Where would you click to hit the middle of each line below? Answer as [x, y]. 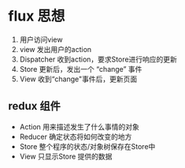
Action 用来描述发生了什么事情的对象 [80, 126]
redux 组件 [35, 106]
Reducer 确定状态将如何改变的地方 [76, 136]
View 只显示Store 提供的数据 [66, 156]
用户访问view [41, 39]
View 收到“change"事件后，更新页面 [78, 79]
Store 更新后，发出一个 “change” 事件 [81, 69]
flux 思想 [37, 16]
